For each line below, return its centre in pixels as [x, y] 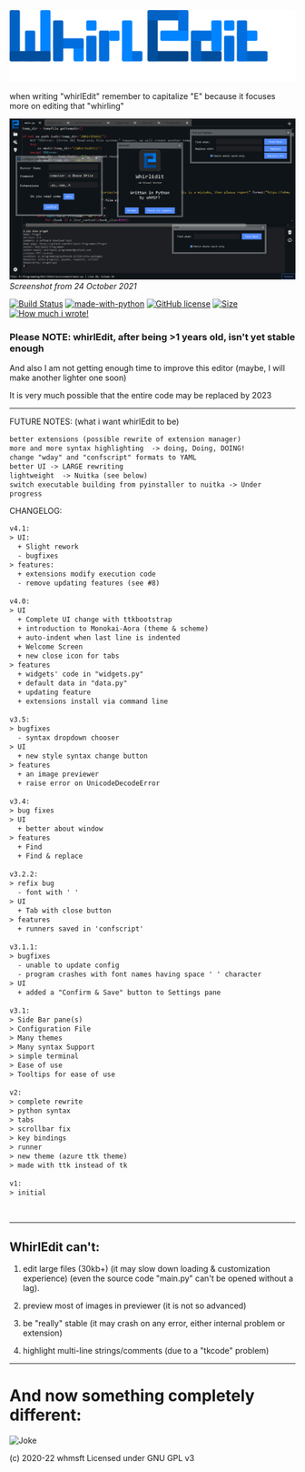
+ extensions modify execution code [87, 574]
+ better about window [60, 829]
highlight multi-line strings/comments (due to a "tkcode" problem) [146, 1351]
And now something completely [132, 1396]
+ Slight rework [48, 547]
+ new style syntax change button [83, 756]
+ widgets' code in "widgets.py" [81, 674]
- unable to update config [69, 965]
